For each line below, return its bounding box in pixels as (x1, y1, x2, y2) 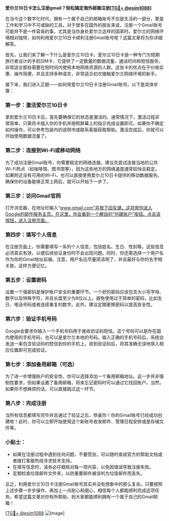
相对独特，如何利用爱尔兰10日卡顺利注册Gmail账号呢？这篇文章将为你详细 (9, 35, 162, 40)
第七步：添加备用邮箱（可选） (5, 361, 78, 368)
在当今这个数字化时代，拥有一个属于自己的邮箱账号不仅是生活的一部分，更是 (5, 16, 164, 22)
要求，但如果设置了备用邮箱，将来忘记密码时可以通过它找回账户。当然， (14, 379, 164, 386)
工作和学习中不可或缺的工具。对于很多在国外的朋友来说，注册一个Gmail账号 (5, 22, 162, 28)
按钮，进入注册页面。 (5, 217, 49, 223)
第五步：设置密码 (5, 277, 47, 284)
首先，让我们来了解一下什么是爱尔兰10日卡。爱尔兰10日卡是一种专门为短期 (5, 52, 160, 58)
